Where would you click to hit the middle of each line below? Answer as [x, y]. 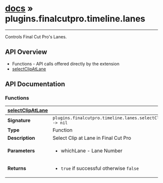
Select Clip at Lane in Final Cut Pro [92, 138]
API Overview [26, 52]
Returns [17, 168]
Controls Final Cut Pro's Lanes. [36, 36]
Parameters [21, 151]
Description [21, 138]
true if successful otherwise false [100, 168]
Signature [19, 120]
